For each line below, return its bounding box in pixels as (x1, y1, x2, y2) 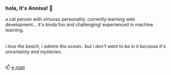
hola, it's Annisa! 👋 (5, 5, 53, 12)
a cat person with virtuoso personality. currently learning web (5, 16, 135, 22)
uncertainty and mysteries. (5, 48, 62, 55)
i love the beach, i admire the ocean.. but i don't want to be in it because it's (5, 43, 166, 49)
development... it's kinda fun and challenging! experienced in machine (5, 21, 154, 28)
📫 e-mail (5, 64, 25, 70)
